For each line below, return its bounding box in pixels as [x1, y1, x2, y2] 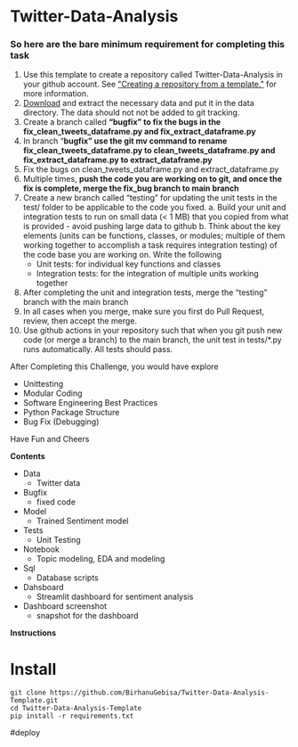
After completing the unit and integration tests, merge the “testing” [22, 287, 268, 298]
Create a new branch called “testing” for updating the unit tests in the [22, 193, 278, 203]
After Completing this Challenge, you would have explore [10, 361, 219, 372]
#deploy [10, 727, 41, 738]
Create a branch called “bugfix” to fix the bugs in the [22, 117, 221, 127]
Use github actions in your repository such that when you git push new [22, 325, 283, 336]
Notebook [22, 544, 60, 554]
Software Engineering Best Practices [22, 398, 158, 408]
